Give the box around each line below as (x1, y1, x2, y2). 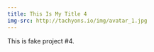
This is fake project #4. (7, 36, 75, 45)
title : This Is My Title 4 (7, 10, 87, 18)
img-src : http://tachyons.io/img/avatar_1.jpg (7, 17, 148, 24)
